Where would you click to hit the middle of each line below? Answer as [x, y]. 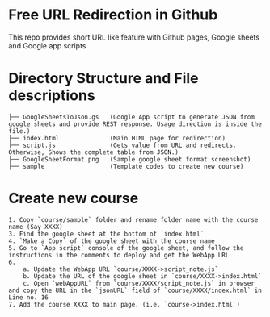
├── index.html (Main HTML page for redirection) [117, 138]
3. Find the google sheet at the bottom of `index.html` [106, 234]
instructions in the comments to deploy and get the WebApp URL [119, 255]
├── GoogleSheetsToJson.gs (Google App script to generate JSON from [131, 117]
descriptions [52, 96]
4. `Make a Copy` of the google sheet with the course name [112, 241]
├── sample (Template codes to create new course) [126, 166]
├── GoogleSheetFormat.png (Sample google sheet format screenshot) [130, 159]
